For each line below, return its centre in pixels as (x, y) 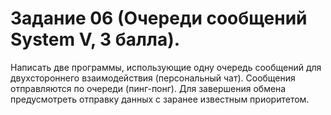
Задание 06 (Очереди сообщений (159, 18)
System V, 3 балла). (95, 39)
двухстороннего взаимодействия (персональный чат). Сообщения (153, 78)
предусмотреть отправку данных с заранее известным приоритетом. (160, 99)
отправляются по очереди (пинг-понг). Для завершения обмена (148, 88)
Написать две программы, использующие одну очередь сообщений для (166, 67)
